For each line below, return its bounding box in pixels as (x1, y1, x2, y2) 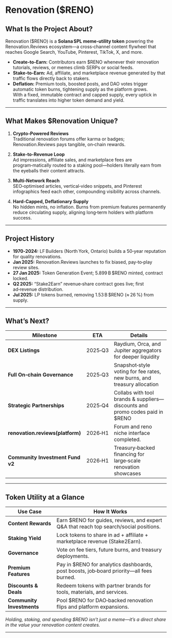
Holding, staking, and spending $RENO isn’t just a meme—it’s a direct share (5, 616, 166, 623)
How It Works (93, 508, 127, 515)
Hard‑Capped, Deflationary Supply (12, 198, 89, 204)
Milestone (32, 332, 57, 339)
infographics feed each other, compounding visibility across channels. (12, 188, 161, 194)
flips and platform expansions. (56, 603, 130, 610)
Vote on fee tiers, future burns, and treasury (56, 546, 162, 553)
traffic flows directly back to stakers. (12, 75, 91, 81)
